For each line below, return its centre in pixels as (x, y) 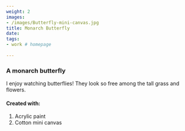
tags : (13, 39)
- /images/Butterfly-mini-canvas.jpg (53, 22)
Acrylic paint (30, 116)
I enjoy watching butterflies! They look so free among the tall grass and (93, 84)
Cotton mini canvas (38, 123)
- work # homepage (29, 45)
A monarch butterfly (36, 70)
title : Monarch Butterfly (38, 28)
